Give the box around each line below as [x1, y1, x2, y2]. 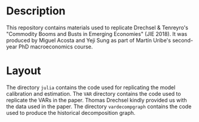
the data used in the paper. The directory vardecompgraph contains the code [6, 103, 192, 110]
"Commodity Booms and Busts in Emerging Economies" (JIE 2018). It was [6, 30, 188, 37]
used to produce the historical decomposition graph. [6, 109, 136, 116]
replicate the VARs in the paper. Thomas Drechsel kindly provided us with [6, 96, 187, 103]
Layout [6, 64, 41, 78]
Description [6, 4, 66, 18]
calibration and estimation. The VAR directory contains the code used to [6, 90, 181, 97]
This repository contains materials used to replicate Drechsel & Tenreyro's [6, 24, 188, 31]
